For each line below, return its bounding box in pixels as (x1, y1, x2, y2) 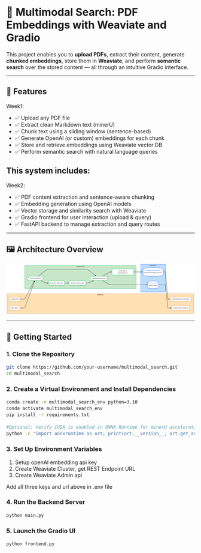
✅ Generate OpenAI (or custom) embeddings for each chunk (14, 134, 165, 142)
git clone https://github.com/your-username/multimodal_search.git (6, 364, 178, 370)
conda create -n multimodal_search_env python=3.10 (6, 399, 138, 405)
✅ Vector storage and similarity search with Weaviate (14, 207, 147, 214)
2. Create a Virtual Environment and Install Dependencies (6, 384, 176, 393)
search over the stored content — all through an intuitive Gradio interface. (6, 63, 188, 71)
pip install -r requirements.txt (6, 411, 90, 418)
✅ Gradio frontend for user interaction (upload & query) (14, 213, 151, 221)
